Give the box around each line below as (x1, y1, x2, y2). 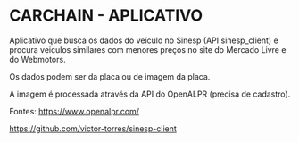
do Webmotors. (9, 54, 66, 64)
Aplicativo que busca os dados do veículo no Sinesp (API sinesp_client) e (9, 35, 278, 46)
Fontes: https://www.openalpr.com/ (9, 105, 140, 116)
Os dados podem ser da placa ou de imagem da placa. (9, 71, 211, 81)
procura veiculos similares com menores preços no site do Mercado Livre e (9, 44, 287, 55)
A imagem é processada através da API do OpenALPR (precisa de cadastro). (9, 88, 291, 99)
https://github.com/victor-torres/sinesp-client (9, 122, 177, 134)
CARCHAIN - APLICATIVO (9, 5, 203, 26)
